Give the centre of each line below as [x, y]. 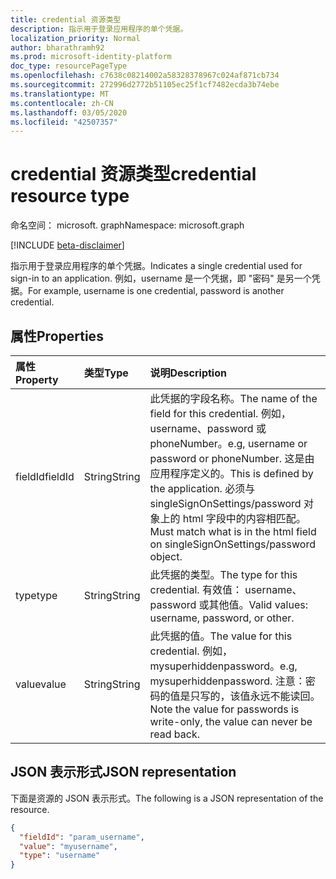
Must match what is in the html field [233, 531]
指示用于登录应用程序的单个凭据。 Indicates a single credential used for [156, 266]
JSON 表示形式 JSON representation [123, 772]
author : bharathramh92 [57, 47]
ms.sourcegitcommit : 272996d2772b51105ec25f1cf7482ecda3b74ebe [145, 85]
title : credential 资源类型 [66, 19]
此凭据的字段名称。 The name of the [233, 398]
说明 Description [188, 373]
